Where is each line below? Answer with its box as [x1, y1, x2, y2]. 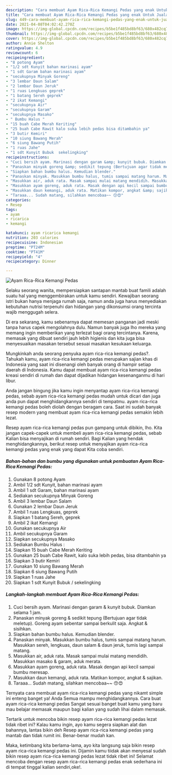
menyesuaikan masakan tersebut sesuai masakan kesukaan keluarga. [6, 341, 152, 347]
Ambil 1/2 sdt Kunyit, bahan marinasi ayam [13, 482, 103, 488]
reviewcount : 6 [6, 50, 38, 55]
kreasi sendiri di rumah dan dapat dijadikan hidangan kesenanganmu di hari [6, 372, 165, 379]
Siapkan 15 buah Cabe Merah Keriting [13, 547, 92, 553]
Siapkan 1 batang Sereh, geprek [13, 514, 81, 521]
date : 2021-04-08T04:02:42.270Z [6, 21, 75, 27]
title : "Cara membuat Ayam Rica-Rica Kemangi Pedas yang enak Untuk [6, 12, 155, 17]
